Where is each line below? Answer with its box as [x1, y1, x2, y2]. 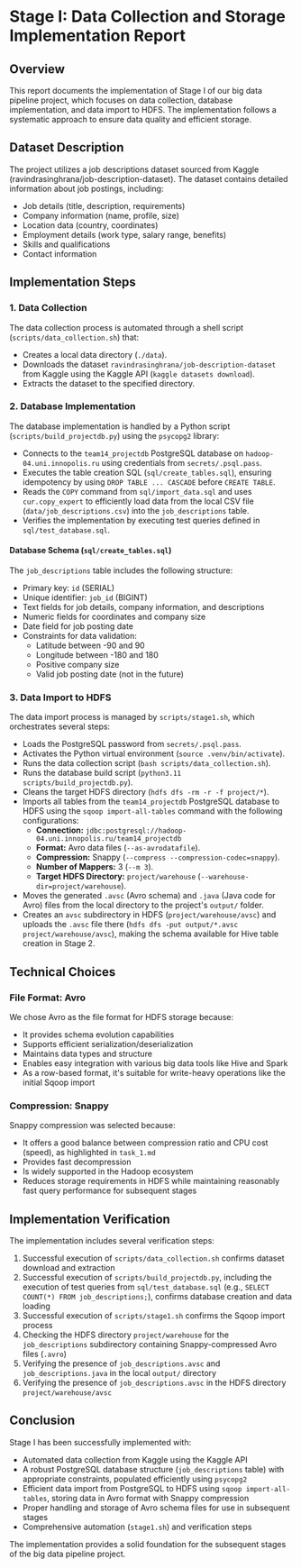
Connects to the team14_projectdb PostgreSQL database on [22, 448, 244, 459]
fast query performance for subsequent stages [22, 1185, 197, 1196]
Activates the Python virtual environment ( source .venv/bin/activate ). [22, 748, 286, 759]
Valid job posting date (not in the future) [35, 669, 185, 679]
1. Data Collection [9, 302, 87, 315]
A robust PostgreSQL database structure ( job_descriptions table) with [22, 1463, 285, 1474]
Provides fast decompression [22, 1156, 132, 1168]
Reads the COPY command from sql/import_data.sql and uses [22, 486, 252, 497]
